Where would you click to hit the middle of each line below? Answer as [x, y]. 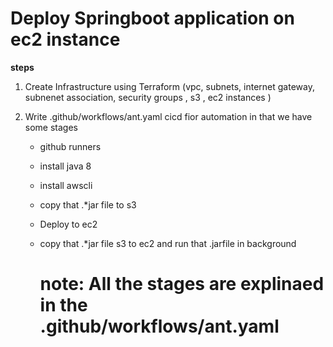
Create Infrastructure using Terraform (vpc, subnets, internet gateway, [169, 86]
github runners [70, 146]
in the [63, 305]
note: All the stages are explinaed [182, 284]
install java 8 [65, 166]
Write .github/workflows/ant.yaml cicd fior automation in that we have [168, 116]
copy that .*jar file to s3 [88, 204]
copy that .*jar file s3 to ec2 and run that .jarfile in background [168, 243]
